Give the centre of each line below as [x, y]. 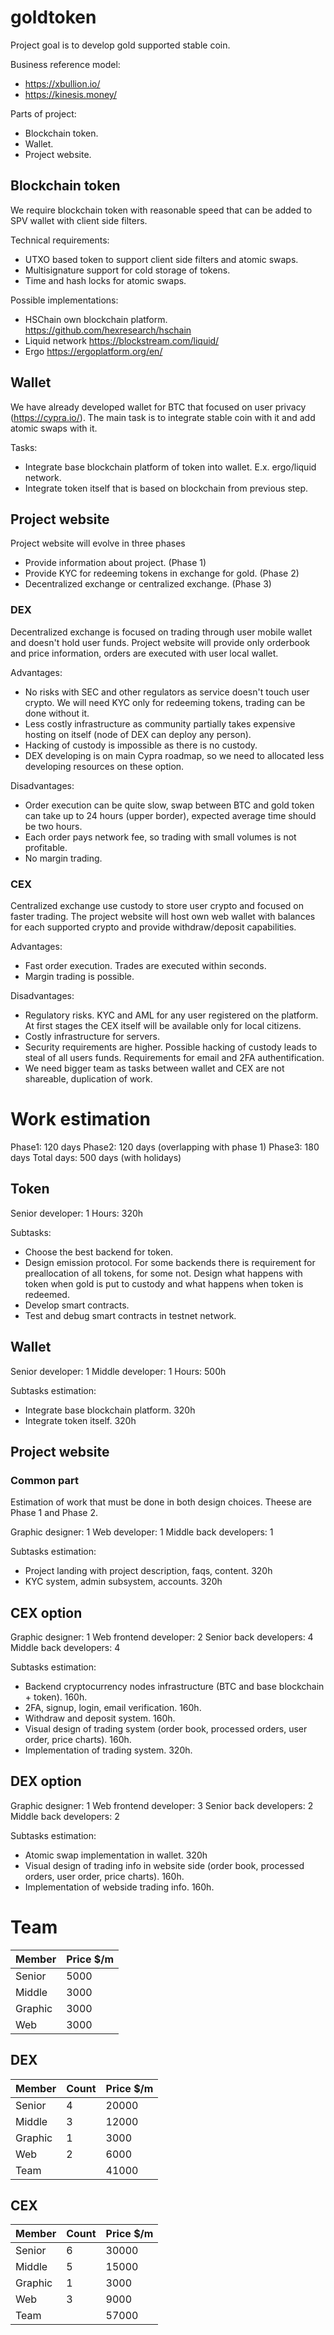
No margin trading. [63, 858]
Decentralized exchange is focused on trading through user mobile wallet [161, 632]
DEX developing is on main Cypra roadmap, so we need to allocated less [174, 755]
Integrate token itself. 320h [80, 1420]
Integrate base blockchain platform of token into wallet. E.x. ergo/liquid [170, 467]
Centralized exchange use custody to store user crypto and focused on [157, 905]
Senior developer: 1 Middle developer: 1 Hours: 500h [118, 1371]
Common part [45, 1480]
